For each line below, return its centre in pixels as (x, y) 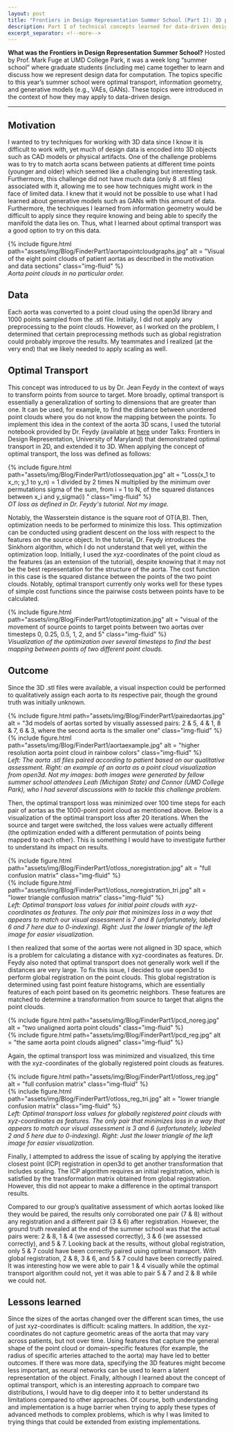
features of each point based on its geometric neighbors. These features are (117, 992)
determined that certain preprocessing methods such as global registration (115, 334)
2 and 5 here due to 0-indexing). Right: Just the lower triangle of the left (110, 1135)
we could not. (27, 1280)
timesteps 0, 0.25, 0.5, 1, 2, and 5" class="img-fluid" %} (87, 634)
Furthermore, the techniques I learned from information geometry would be (115, 208)
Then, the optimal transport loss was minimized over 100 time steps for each (117, 803)
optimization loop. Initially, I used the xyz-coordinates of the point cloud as (114, 554)
